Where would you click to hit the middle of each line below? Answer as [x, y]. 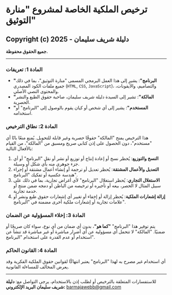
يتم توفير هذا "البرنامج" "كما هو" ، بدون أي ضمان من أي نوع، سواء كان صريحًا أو [81, 226]
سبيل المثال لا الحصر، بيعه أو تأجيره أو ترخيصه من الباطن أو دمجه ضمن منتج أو [87, 186]
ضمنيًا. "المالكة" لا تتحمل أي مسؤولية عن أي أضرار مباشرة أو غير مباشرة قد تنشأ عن [85, 232]
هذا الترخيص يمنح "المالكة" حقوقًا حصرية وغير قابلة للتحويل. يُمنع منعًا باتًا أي [77, 138]
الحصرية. [22, 102]
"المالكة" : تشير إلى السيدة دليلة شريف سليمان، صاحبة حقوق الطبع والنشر [83, 97]
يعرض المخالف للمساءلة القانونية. [38, 267]
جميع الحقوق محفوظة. [27, 51]
